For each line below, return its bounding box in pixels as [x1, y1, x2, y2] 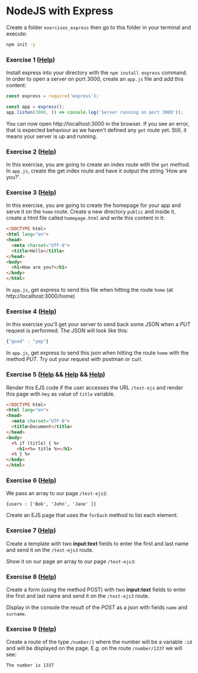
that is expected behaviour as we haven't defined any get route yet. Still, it [6, 126, 187, 133]
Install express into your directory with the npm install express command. [6, 69, 188, 76]
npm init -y [6, 42, 35, 47]
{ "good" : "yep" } [6, 339, 49, 345]
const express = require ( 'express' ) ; [6, 93, 99, 99]
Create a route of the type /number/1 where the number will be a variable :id [6, 639, 192, 646]
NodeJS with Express [6, 4, 113, 18]
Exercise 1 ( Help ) [6, 55, 55, 63]
